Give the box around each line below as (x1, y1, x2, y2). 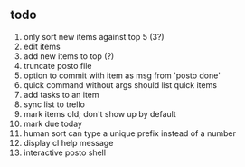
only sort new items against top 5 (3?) (23, 31, 165, 42)
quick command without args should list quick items (23, 79, 218, 90)
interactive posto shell (23, 147, 107, 158)
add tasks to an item (23, 89, 99, 100)
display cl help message (23, 137, 114, 148)
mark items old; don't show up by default (23, 108, 177, 119)
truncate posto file (23, 60, 92, 71)
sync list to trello (23, 99, 85, 110)
